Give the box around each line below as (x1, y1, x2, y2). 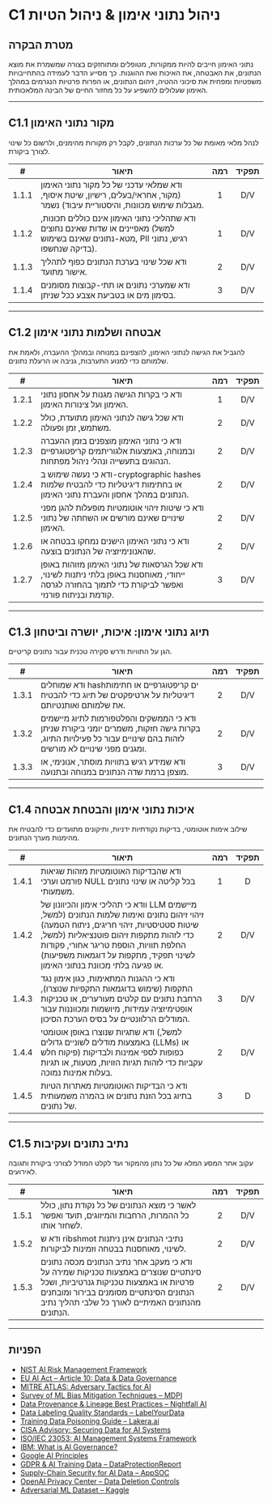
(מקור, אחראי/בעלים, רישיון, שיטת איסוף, (40, 189, 181, 200)
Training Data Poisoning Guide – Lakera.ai (19, 1416, 159, 1426)
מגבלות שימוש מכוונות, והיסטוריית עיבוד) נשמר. (40, 199, 204, 211)
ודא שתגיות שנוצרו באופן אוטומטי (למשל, (40, 1027, 182, 1038)
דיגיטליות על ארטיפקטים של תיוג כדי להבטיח (40, 690, 194, 701)
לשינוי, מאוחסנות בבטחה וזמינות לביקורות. (40, 1243, 186, 1254)
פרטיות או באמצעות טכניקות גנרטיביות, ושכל (40, 1277, 194, 1288)
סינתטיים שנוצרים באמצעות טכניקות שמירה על (40, 1267, 202, 1278)
